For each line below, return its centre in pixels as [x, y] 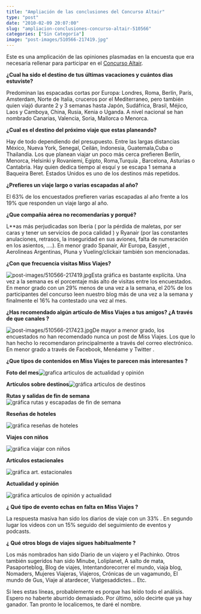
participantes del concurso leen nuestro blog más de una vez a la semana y [100, 294]
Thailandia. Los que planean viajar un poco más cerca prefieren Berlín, [94, 154]
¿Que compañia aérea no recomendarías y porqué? [71, 215]
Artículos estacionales [35, 460]
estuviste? [20, 81]
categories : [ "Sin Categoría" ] [45, 34]
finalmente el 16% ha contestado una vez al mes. [67, 300]
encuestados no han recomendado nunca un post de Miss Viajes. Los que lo [101, 336]
